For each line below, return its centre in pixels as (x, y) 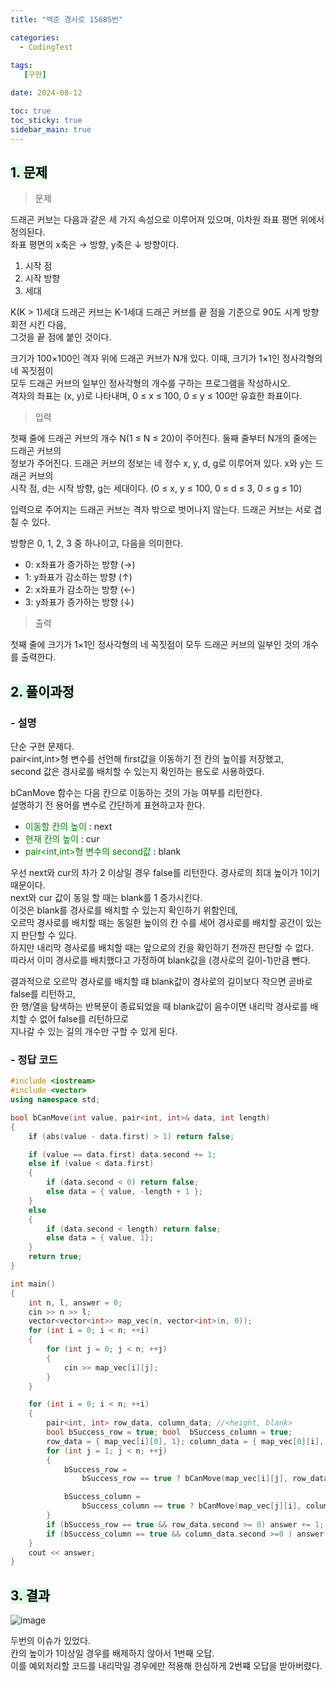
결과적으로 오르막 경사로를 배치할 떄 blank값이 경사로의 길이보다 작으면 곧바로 (161, 981)
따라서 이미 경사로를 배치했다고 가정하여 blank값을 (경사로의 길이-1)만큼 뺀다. (161, 960)
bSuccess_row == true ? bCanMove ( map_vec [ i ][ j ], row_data (205, 1479)
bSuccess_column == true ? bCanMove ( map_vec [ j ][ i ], (191, 1506)
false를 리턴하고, (43, 994)
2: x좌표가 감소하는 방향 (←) (80, 590)
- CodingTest (46, 47)
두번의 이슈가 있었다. (50, 1641)
